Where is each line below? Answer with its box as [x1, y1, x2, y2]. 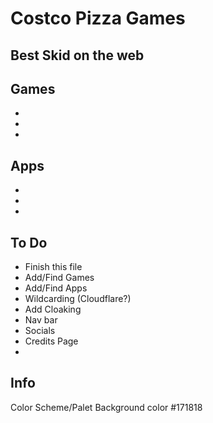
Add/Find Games [24, 272, 95, 284]
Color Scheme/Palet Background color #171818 [10, 401, 203, 413]
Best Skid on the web [10, 47, 145, 64]
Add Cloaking [24, 303, 82, 316]
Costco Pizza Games [10, 7, 186, 30]
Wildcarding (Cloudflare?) [24, 293, 132, 305]
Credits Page [24, 335, 79, 347]
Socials [24, 325, 56, 337]
